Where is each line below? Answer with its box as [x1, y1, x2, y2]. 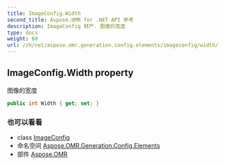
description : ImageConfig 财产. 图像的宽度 [7, 23, 126, 29]
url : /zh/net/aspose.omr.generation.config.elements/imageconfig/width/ [7, 42, 219, 49]
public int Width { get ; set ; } [7, 100, 99, 107]
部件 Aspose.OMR [16, 150, 68, 158]
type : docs [7, 29, 38, 36]
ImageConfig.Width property [7, 67, 134, 79]
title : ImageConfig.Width [7, 10, 81, 17]
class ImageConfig [16, 133, 70, 141]
